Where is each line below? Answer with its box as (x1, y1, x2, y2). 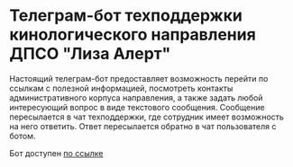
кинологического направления (9, 24, 257, 45)
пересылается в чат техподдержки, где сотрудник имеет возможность (9, 111, 284, 122)
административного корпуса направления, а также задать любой (9, 92, 263, 103)
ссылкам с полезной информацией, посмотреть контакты (9, 83, 233, 93)
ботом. (9, 130, 36, 141)
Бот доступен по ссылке (9, 147, 104, 158)
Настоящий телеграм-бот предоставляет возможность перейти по (9, 73, 269, 83)
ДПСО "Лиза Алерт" (9, 44, 171, 64)
